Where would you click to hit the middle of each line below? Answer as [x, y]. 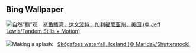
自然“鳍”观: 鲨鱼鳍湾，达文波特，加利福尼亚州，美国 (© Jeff [86, 24]
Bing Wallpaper [35, 10]
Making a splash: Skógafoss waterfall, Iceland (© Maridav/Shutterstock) [101, 44]
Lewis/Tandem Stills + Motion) [43, 31]
